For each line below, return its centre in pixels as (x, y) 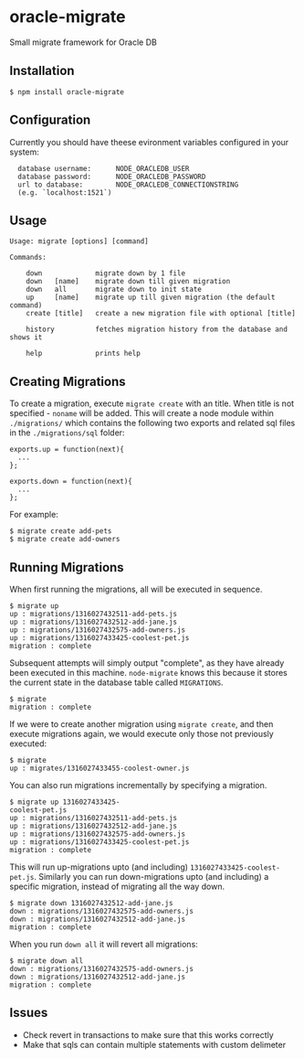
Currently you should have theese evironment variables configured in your (149, 142)
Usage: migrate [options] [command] (79, 241)
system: (24, 152)
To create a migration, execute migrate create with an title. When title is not (152, 403)
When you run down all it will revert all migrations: (104, 944)
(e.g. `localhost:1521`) (65, 193)
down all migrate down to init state (114, 290)
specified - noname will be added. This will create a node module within (142, 413)
